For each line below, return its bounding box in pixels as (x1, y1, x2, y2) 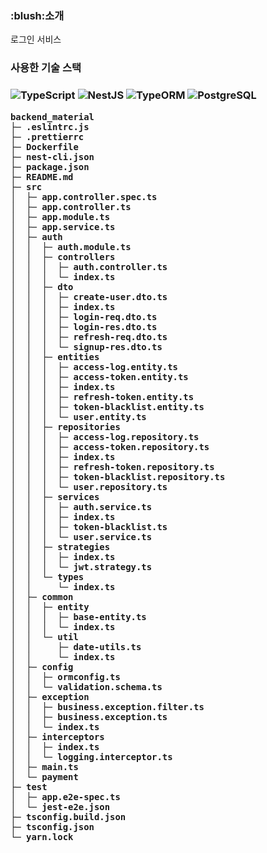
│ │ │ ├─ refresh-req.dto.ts (10, 331, 168, 342)
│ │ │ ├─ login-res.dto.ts (10, 321, 158, 332)
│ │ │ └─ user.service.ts (10, 531, 153, 542)
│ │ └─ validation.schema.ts (10, 681, 163, 692)
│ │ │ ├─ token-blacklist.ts (10, 521, 168, 532)
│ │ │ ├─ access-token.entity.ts (10, 371, 189, 382)
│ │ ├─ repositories (10, 421, 121, 432)
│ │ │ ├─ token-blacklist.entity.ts (10, 401, 205, 412)
